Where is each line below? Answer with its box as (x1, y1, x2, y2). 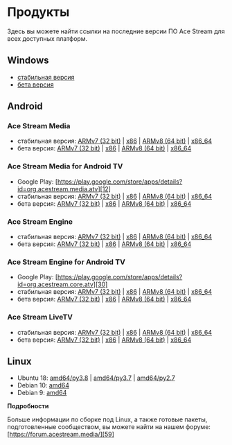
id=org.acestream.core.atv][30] (17, 280, 108, 288)
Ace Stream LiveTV (7, 313, 73, 322)
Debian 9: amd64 (17, 389, 67, 397)
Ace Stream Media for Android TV (7, 162, 123, 171)
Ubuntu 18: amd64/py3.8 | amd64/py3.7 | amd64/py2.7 (17, 374, 175, 382)
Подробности (7, 402, 49, 410)
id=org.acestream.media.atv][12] (17, 184, 111, 193)
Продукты (7, 4, 70, 20)
